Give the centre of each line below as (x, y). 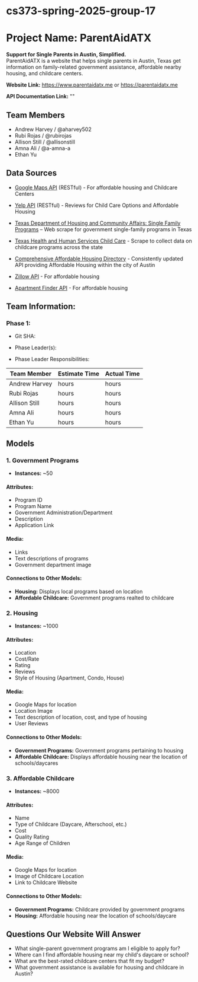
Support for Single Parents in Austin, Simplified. (66, 55)
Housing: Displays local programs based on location (79, 591)
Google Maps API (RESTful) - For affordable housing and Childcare (96, 187)
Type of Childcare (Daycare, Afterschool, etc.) (71, 824)
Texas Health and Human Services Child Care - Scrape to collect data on (103, 241)
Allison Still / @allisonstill (45, 142)
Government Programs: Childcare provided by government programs (100, 909)
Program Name (33, 506)
